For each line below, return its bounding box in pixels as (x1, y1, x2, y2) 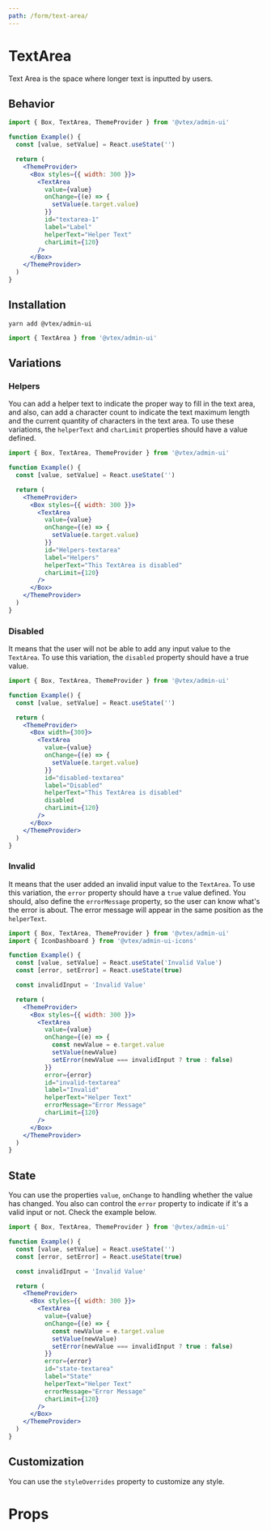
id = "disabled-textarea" (44, 774, 125, 782)
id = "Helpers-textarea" (44, 546, 121, 554)
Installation (8, 298, 66, 312)
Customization (8, 1455, 85, 1469)
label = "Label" (44, 223, 92, 231)
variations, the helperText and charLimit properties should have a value (8, 424, 248, 434)
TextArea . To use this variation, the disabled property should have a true (8, 653, 249, 663)
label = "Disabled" (44, 781, 104, 790)
